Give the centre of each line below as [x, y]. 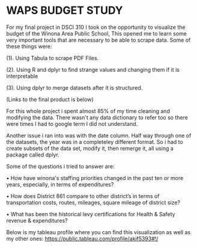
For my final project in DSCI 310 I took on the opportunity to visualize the [96, 27]
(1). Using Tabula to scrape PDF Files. [53, 58]
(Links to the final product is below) [50, 99]
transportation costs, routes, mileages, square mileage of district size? [93, 202]
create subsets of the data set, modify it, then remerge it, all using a [90, 148]
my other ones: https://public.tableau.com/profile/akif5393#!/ [82, 238]
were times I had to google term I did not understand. [72, 123]
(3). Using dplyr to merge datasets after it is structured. [74, 87]
